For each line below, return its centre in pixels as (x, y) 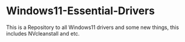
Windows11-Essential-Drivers (80, 11)
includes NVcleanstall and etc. (43, 33)
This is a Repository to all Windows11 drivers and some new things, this (92, 27)
